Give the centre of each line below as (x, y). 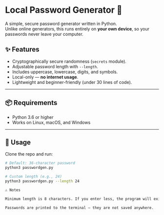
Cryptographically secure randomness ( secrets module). (69, 61)
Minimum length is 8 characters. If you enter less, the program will (78, 199)
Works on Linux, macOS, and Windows (51, 122)
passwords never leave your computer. (44, 34)
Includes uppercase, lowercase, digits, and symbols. (65, 72)
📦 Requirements (31, 103)
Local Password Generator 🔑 (64, 10)
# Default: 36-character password (40, 163)
